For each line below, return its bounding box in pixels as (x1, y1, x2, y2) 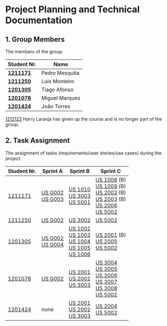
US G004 (41, 241, 64, 248)
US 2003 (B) (95, 195, 126, 202)
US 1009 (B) (95, 182, 126, 189)
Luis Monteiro (41, 78, 75, 85)
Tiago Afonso (41, 86, 74, 93)
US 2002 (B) (95, 189, 126, 196)
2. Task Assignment (5, 136, 70, 145)
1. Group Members (5, 35, 65, 44)
